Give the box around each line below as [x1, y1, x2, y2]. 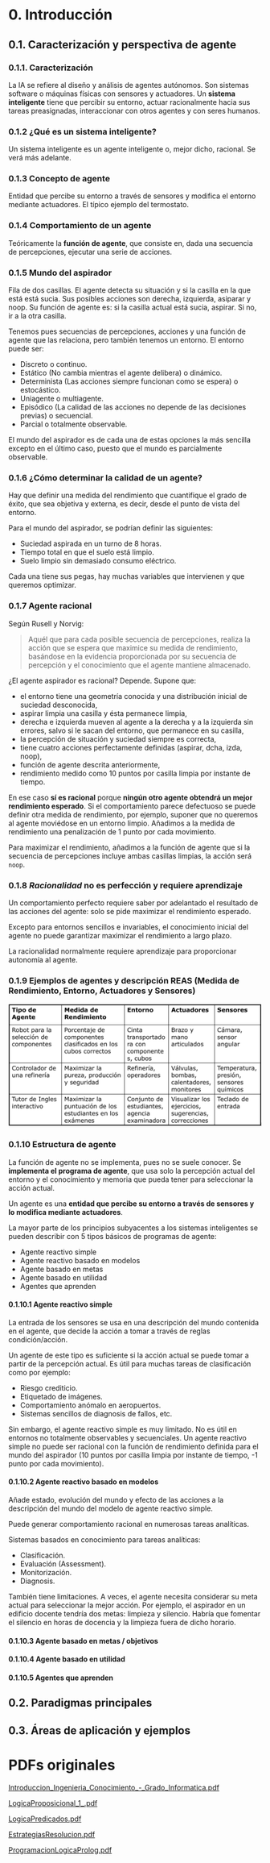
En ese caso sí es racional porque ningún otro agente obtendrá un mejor [8, 792, 253, 802]
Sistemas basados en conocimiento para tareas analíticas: [8, 1535, 201, 1545]
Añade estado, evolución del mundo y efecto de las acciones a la [8, 1495, 224, 1505]
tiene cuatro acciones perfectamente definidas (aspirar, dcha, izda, [19, 742, 243, 752]
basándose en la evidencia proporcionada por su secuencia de [27, 651, 237, 661]
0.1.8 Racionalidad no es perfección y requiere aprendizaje [8, 880, 243, 891]
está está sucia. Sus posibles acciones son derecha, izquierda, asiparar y [8, 294, 252, 304]
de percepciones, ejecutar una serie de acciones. [8, 247, 173, 256]
